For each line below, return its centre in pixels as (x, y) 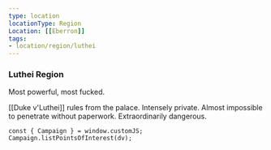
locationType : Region (45, 24)
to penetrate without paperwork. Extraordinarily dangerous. (108, 116)
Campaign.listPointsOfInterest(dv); (70, 139)
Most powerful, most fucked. (57, 92)
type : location (34, 16)
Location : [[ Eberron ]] (47, 31)
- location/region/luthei (52, 46)
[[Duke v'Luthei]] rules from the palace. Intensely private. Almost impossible (135, 108)
